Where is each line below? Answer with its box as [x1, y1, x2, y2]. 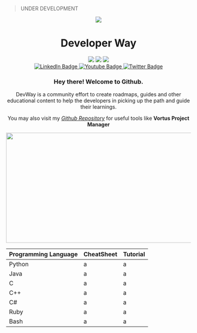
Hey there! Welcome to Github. [53, 78, 144, 86]
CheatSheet [83, 250, 118, 258]
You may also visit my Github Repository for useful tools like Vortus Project [8, 115, 189, 122]
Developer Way [60, 36, 137, 50]
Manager [87, 121, 110, 128]
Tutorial [123, 250, 145, 258]
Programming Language [9, 250, 78, 258]
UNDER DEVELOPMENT [20, 5, 79, 12]
